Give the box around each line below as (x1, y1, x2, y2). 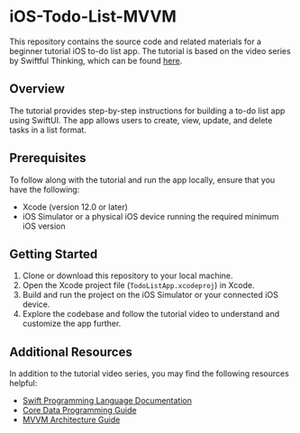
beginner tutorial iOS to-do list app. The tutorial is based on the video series (9, 45, 291, 56)
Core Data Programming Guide (22, 405, 137, 416)
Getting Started (9, 246, 98, 262)
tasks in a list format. (9, 124, 87, 135)
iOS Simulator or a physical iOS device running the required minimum (22, 211, 279, 221)
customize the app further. (22, 318, 122, 329)
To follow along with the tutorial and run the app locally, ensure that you (9, 174, 276, 185)
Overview (9, 81, 66, 96)
